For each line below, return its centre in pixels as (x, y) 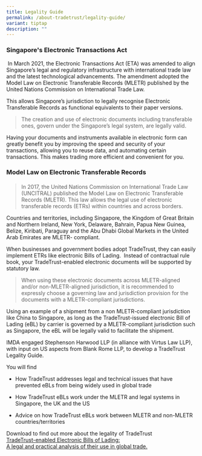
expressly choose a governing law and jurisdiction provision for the (105, 293)
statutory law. (23, 268)
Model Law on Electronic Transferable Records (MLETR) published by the (98, 83)
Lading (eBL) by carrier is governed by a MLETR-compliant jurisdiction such (101, 324)
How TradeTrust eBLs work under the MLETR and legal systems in (97, 397)
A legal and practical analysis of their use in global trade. (77, 446)
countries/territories (40, 422)
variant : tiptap (27, 23)
